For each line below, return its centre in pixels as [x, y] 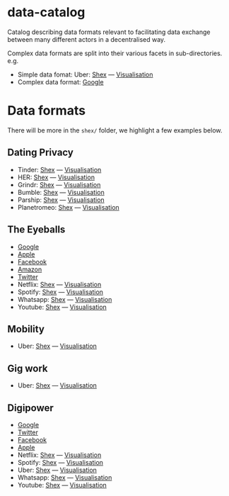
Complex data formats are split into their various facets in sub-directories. [115, 53]
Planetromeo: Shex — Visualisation [69, 207]
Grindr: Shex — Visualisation [59, 184]
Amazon [30, 269]
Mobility [26, 329]
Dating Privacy [41, 153]
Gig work [28, 368]
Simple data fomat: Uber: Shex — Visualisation [85, 74]
